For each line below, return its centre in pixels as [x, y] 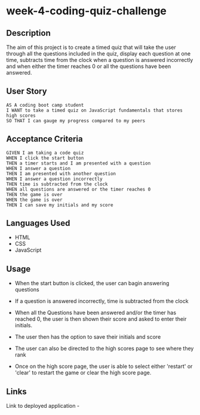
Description [28, 33]
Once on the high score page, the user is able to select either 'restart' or [104, 366]
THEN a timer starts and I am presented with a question [79, 163]
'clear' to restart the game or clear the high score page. [83, 373]
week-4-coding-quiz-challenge [87, 11]
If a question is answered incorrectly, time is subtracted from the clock [102, 301]
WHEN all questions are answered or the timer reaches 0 [79, 189]
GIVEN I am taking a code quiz [45, 153]
